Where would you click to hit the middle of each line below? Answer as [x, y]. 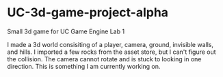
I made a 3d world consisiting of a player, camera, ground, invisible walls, [110, 44]
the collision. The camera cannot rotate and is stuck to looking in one [104, 59]
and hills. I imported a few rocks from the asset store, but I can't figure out [112, 52]
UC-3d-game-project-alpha [88, 13]
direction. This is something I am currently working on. [84, 66]
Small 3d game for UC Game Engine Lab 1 [66, 31]
